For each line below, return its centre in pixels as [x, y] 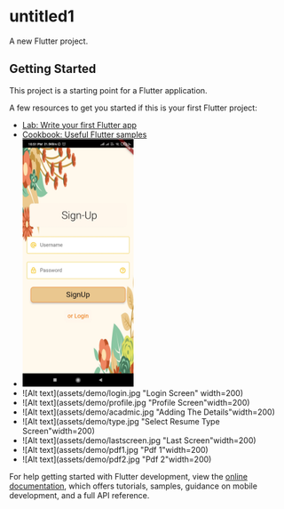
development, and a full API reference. [79, 495]
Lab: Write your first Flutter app [79, 125]
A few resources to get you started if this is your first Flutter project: [133, 108]
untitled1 [42, 16]
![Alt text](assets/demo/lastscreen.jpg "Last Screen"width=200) [139, 440]
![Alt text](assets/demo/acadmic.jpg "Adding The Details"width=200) [148, 412]
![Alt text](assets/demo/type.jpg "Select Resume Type [121, 421]
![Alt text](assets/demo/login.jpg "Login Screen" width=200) [133, 392]
